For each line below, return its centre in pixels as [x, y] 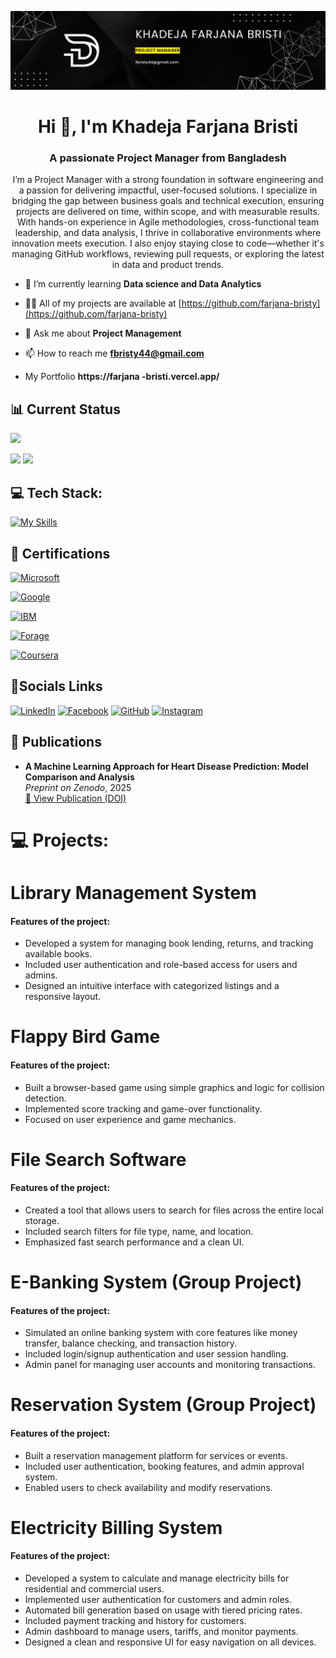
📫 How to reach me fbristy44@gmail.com [114, 353]
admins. [41, 975]
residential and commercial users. [94, 1589]
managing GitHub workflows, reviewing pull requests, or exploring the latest [168, 254]
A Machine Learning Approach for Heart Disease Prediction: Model [166, 766]
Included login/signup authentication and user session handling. [156, 1354]
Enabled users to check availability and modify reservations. [148, 1487]
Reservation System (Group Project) [163, 1405]
